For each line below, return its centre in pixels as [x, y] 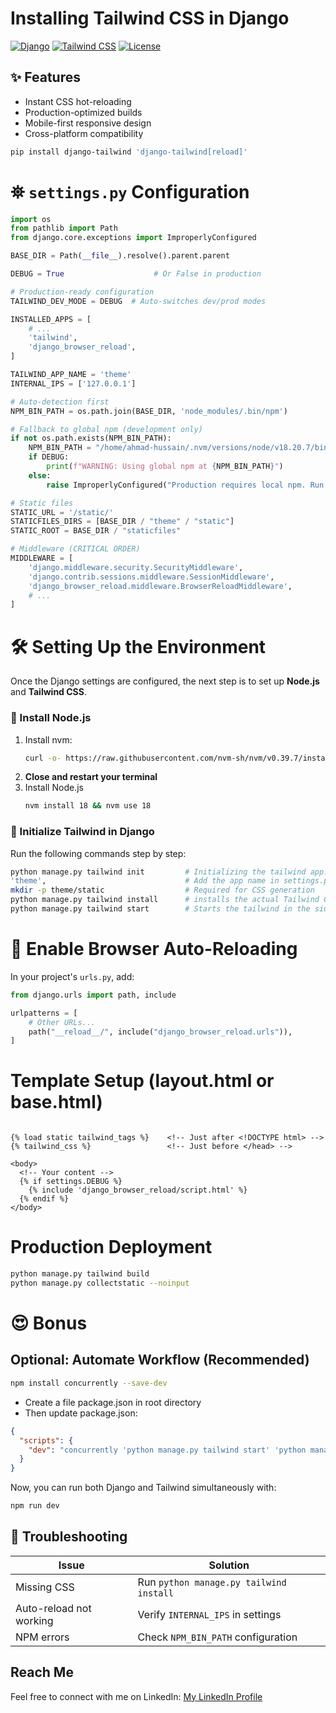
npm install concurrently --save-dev [89, 1383]
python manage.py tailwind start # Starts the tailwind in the [160, 909]
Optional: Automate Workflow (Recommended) [160, 1360]
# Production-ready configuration [82, 292]
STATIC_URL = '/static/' [62, 512]
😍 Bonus [49, 1323]
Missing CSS [45, 1587]
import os [31, 219]
